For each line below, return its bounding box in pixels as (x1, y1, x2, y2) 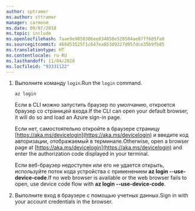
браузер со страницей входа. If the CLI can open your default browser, (14, 107, 189, 115)
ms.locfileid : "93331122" (6, 63, 70, 70)
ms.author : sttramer (6, 14, 57, 20)
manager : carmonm (6, 19, 49, 25)
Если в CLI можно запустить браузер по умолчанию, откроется (14, 101, 176, 108)
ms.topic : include (6, 31, 51, 37)
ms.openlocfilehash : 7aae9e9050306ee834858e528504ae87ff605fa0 (6, 36, 165, 42)
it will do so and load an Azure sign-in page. (14, 114, 122, 121)
